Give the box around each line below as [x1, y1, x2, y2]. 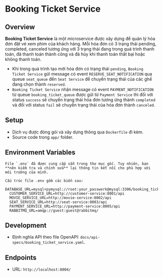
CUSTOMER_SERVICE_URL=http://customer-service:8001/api [9, 191, 125, 196]
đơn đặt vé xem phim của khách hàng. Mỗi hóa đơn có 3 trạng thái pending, [5, 41, 157, 47]
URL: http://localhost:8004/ [12, 266, 71, 272]
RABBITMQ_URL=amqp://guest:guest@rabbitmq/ [9, 208, 98, 213]
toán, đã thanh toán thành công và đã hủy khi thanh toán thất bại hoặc [5, 51, 146, 57]
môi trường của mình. [5, 169, 49, 175]
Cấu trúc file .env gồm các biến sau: [5, 178, 83, 183]
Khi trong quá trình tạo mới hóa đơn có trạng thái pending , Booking [12, 66, 144, 72]
